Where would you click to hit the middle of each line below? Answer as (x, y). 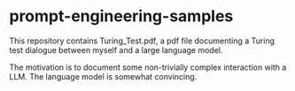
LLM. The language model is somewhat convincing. (103, 76)
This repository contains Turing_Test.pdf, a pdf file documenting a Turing (142, 41)
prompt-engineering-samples (121, 16)
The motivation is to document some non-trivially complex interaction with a (148, 67)
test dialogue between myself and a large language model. (116, 49)
